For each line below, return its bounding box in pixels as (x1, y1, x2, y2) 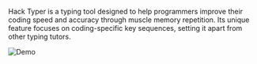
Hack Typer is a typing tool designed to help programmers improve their (8, 7, 244, 16)
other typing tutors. (8, 32, 71, 41)
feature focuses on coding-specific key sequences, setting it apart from (8, 24, 243, 32)
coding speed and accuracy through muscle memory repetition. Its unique (8, 15, 250, 24)
